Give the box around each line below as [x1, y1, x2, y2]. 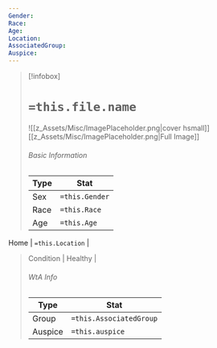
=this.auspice [71, 327, 125, 337]
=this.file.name [27, 100, 137, 115]
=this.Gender [59, 193, 110, 201]
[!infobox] [27, 72, 61, 81]
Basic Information [27, 150, 88, 159]
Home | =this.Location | [8, 238, 90, 248]
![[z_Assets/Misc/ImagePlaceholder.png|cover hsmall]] [27, 122, 211, 133]
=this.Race [59, 205, 102, 214]
